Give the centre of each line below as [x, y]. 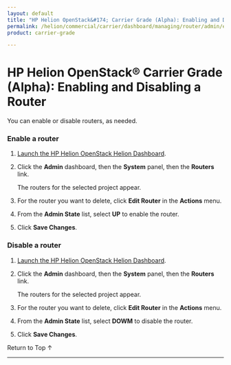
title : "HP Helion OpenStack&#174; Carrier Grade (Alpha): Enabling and [113, 20]
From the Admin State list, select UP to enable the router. [98, 214]
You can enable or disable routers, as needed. [72, 121]
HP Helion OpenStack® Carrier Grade [115, 73]
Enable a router [33, 139]
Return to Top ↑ [30, 347]
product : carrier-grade [41, 33]
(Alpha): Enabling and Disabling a [104, 87]
